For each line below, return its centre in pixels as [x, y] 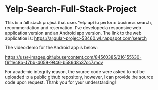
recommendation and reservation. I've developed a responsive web [73, 27]
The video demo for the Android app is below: [52, 47]
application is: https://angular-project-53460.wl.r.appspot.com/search [76, 38]
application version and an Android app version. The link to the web [73, 33]
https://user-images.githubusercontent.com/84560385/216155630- [73, 57]
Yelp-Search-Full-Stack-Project [71, 9]
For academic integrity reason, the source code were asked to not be [75, 71]
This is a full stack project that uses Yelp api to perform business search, [79, 22]
